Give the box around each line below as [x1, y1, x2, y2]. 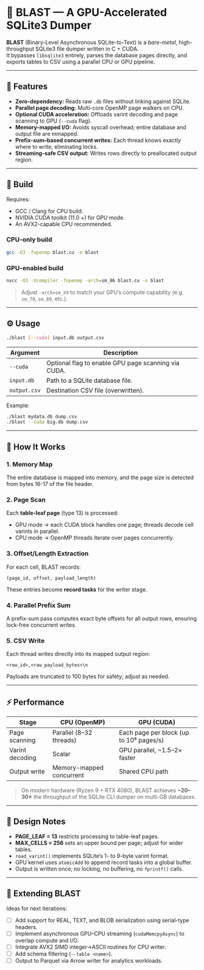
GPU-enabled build [6, 263, 64, 272]
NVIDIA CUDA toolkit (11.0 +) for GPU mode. [15, 213, 126, 221]
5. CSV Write [6, 637, 45, 645]
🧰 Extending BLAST [6, 888, 81, 899]
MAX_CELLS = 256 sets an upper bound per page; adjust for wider [15, 839, 183, 846]
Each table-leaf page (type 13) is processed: [6, 509, 119, 517]
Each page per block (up [118, 729, 189, 737]
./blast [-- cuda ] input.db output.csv [6, 335, 104, 341]
